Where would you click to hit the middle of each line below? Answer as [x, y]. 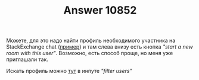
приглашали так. [27, 59]
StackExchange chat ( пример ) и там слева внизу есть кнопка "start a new [100, 47]
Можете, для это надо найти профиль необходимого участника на [91, 41]
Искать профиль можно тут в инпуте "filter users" [69, 71]
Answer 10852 [100, 10]
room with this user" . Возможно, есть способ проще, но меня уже [90, 53]
